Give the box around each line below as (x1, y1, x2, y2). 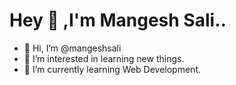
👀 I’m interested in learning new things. (23, 52, 185, 64)
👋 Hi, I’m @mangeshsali (23, 42, 122, 54)
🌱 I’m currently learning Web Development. (23, 63, 201, 75)
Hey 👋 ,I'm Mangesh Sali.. (9, 9, 227, 32)
